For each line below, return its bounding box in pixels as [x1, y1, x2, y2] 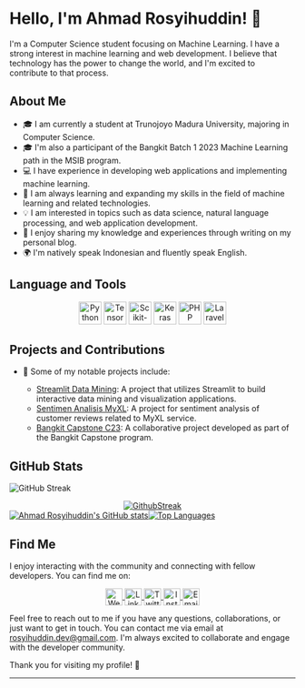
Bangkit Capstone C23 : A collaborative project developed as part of [35, 422, 290, 433]
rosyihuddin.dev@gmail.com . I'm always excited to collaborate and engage [9, 632, 290, 642]
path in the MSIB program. [22, 155, 122, 166]
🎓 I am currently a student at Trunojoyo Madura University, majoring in [22, 118, 290, 129]
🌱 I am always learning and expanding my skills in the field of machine [22, 187, 285, 198]
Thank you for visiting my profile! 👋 [9, 660, 141, 670]
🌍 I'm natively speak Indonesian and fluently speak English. [22, 247, 248, 258]
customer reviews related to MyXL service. [35, 413, 197, 424]
